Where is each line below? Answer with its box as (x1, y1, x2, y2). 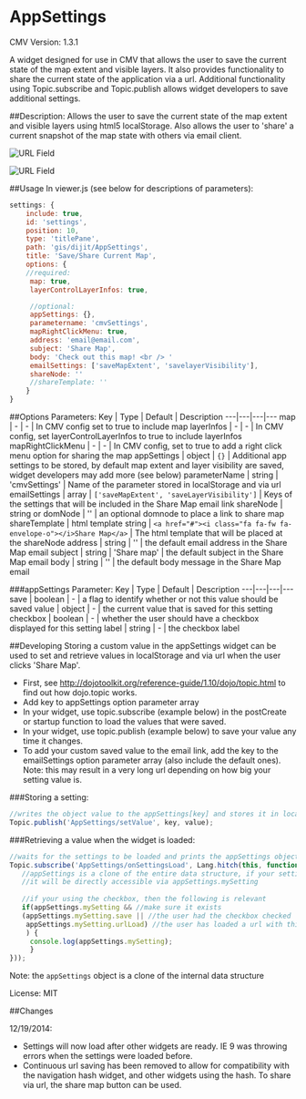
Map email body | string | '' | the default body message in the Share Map (9, 557, 282, 568)
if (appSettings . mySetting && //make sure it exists (21, 903, 222, 912)
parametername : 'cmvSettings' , (29, 319, 148, 328)
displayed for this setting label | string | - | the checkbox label (9, 622, 240, 634)
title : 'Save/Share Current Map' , (25, 252, 157, 261)
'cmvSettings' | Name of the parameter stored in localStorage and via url (9, 479, 281, 490)
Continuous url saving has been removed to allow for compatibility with (22, 1060, 290, 1072)
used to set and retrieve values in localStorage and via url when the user (9, 650, 281, 662)
